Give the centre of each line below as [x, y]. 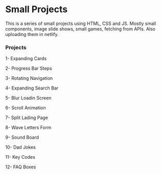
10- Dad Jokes [20, 147]
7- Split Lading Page [27, 118]
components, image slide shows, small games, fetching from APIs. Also [80, 28]
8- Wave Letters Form [28, 128]
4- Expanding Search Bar [32, 88]
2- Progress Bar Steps [29, 68]
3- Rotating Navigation [29, 78]
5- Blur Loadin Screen [28, 98]
